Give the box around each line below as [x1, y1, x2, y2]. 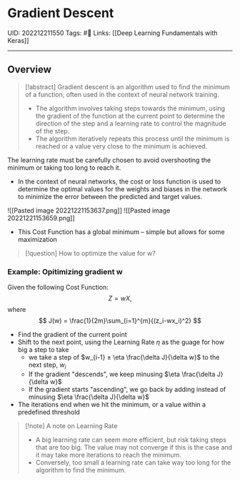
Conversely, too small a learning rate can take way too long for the [35, 458, 231, 467]
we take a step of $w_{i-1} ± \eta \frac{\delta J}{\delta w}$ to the [28, 353, 220, 362]
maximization [17, 235, 57, 243]
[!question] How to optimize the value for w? [24, 248, 156, 258]
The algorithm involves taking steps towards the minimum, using [35, 103, 226, 112]
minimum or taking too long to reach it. [7, 163, 121, 172]
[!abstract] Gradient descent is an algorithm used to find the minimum [24, 82, 231, 91]
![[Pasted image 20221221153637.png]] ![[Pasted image [7, 206, 171, 215]
